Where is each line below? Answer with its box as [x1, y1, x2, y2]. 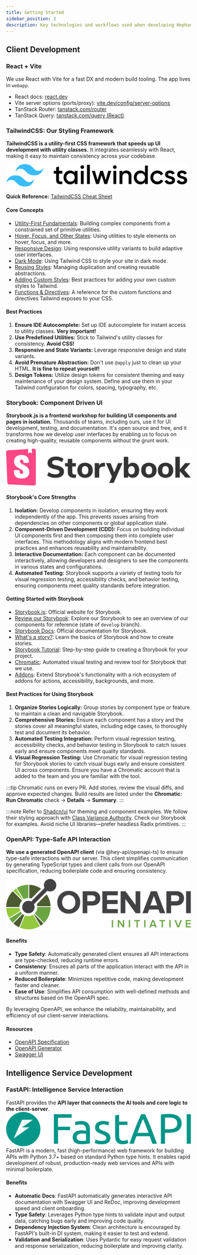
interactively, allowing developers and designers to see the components [14, 557, 189, 564]
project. [14, 652, 33, 659]
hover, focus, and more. [14, 239, 72, 246]
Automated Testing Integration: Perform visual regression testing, [14, 735, 176, 742]
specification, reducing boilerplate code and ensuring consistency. [6, 867, 167, 875]
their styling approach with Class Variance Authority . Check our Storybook [6, 814, 186, 822]
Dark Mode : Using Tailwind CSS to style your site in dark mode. [14, 257, 168, 264]
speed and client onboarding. [14, 1205, 86, 1212]
